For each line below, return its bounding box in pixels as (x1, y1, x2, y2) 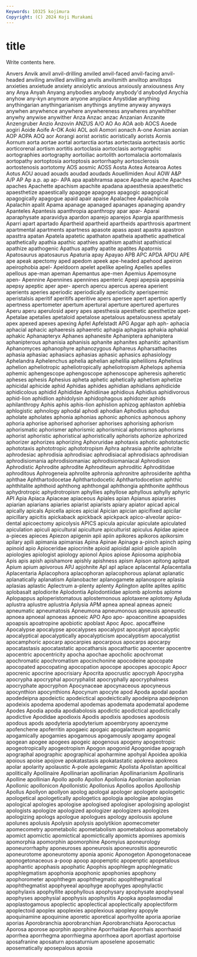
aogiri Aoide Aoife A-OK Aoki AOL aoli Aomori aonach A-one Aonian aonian (6, 126, 189, 133)
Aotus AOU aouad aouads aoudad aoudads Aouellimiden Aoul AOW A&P (6, 170, 182, 177)
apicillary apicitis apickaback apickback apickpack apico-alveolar (6, 514, 165, 521)
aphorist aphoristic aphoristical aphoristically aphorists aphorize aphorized (6, 433, 188, 440)
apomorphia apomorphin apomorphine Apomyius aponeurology (6, 838, 161, 845)
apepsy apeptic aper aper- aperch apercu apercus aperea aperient (6, 283, 169, 290)
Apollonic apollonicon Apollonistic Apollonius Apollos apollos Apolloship (6, 782, 181, 789)
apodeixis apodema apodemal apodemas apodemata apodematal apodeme (6, 701, 189, 708)
